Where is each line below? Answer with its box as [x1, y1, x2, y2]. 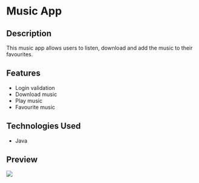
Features [6, 68, 41, 79]
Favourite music [15, 103, 56, 111]
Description [6, 28, 52, 39]
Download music [15, 91, 58, 98]
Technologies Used [6, 121, 81, 131]
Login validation [15, 84, 55, 91]
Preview [6, 155, 38, 165]
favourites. [6, 51, 33, 58]
